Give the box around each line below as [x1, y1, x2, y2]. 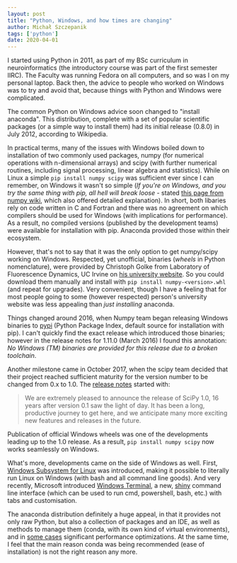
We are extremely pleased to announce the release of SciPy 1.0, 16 [24, 394, 219, 402]
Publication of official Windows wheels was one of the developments [7, 430, 209, 439]
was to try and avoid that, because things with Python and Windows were [7, 86, 221, 95]
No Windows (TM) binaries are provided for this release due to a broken [7, 344, 218, 352]
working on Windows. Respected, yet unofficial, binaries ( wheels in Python [7, 255, 226, 264]
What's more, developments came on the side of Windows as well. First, [7, 459, 218, 468]
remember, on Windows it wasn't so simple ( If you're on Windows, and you [7, 181, 226, 190]
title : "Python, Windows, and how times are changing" [7, 17, 173, 24]
